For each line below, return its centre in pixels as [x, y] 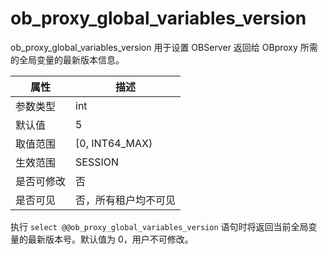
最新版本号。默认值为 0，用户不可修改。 [110, 239]
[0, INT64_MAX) [114, 143]
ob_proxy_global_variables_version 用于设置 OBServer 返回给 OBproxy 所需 [164, 47]
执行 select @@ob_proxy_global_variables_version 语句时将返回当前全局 [159, 226]
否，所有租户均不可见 [126, 200]
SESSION [97, 162]
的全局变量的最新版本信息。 [67, 59]
